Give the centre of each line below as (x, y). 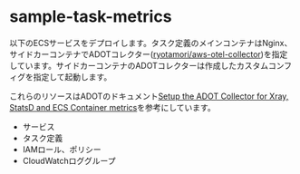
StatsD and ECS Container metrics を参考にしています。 (112, 107)
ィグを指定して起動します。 (61, 77)
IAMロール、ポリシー (62, 149)
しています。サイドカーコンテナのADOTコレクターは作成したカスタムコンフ (151, 65)
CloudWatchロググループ (69, 160)
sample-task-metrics (91, 17)
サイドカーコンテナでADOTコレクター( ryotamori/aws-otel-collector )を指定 (149, 54)
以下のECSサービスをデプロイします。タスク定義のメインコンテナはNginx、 (151, 43)
